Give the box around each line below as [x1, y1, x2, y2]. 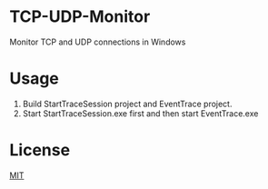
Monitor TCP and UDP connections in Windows [9, 36, 186, 47]
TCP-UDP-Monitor [9, 6, 151, 27]
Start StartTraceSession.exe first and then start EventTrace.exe [22, 107, 259, 119]
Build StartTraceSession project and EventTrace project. [22, 98, 233, 109]
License [9, 140, 71, 161]
